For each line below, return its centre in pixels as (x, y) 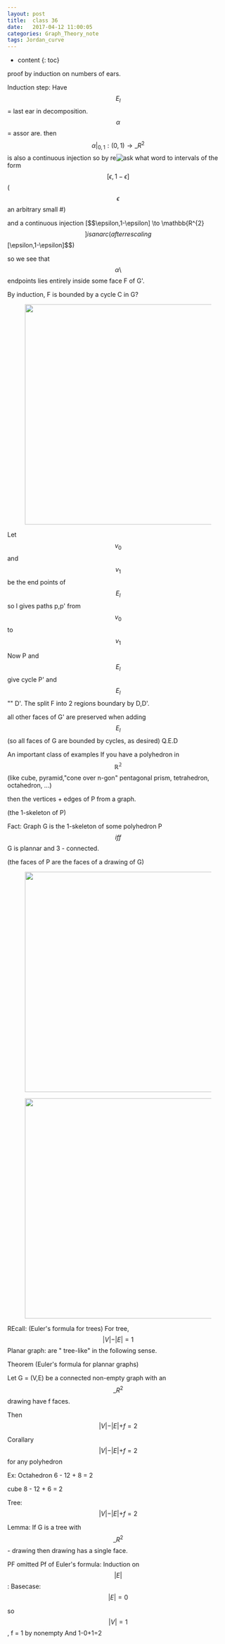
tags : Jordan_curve (36, 40)
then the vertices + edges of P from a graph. (72, 799)
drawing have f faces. (39, 1401)
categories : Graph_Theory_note (53, 33)
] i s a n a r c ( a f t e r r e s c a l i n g (118, 234)
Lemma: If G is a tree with (44, 1528)
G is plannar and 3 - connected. (53, 848)
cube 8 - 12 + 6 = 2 (35, 1489)
